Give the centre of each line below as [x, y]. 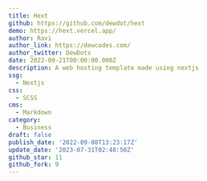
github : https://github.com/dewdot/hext [77, 23]
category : [25, 120]
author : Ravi [30, 38]
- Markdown [34, 113]
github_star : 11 [35, 157]
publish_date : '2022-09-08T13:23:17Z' [73, 142]
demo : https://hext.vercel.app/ [62, 30]
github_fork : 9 [34, 165]
